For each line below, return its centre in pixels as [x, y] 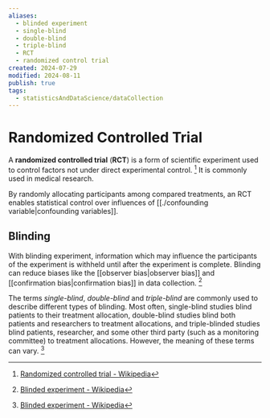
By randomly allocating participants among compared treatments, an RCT [130, 194]
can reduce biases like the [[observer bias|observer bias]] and [112, 273]
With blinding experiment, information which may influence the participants [133, 256]
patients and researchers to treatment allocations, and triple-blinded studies [134, 324]
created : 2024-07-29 [43, 68]
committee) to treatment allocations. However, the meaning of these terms [131, 341]
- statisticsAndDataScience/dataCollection [89, 98]
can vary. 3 [27, 350]
